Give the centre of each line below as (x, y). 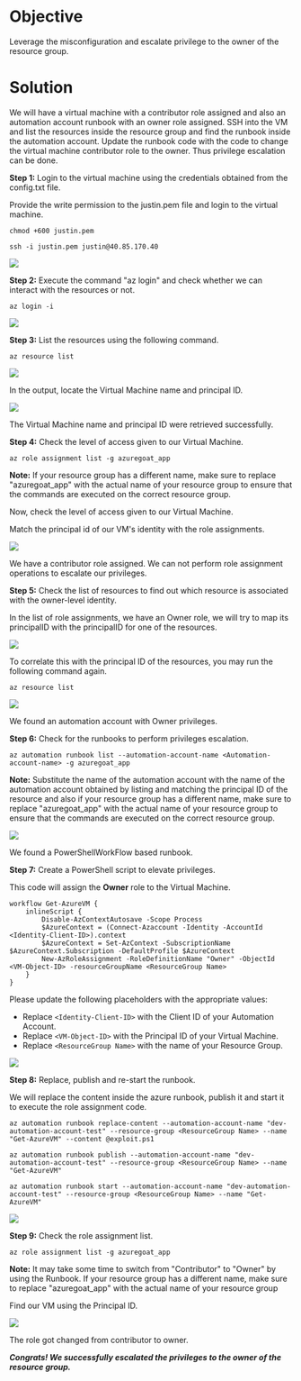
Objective (46, 17)
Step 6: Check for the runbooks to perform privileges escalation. (129, 738)
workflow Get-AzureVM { (54, 904)
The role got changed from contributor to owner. (99, 1340)
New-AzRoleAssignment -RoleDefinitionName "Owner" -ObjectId (159, 959)
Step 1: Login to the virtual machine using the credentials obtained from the (149, 177)
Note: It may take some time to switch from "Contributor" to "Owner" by (143, 1268)
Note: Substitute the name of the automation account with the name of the (147, 779)
